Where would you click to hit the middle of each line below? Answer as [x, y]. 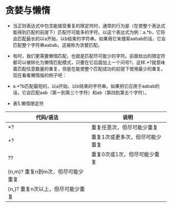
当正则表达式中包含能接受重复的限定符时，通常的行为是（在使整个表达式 [89, 26]
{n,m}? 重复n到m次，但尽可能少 [46, 172]
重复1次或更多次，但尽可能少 [126, 137]
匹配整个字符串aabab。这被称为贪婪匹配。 [57, 45]
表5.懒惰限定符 [28, 103]
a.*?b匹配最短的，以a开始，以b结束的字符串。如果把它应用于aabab [84, 86]
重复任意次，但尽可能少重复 [125, 127]
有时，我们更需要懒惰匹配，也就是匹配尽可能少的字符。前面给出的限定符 [89, 56]
